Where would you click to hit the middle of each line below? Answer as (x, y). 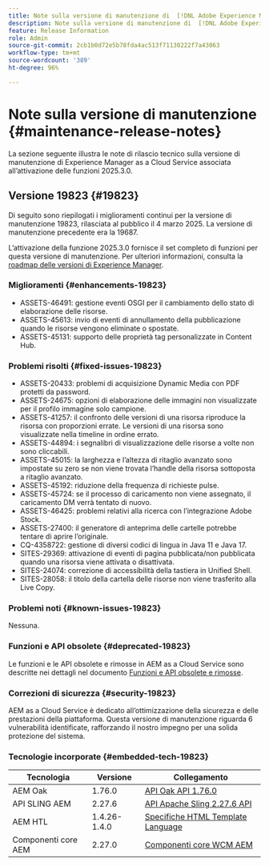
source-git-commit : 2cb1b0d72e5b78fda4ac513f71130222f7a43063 (114, 46)
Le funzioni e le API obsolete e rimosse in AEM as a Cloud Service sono (126, 664)
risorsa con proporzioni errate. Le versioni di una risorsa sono (122, 426)
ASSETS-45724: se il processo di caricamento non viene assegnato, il (135, 494)
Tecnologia (48, 777)
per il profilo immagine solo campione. (83, 409)
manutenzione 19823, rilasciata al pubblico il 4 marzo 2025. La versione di (130, 223)
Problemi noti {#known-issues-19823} (85, 608)
